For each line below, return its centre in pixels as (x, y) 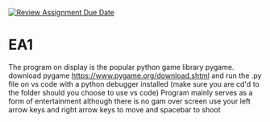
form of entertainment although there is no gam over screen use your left (130, 101)
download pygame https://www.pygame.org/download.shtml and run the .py (135, 75)
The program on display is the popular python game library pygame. (121, 67)
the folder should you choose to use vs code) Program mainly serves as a (131, 92)
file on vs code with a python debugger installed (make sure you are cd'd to (134, 83)
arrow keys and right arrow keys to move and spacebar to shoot (114, 109)
